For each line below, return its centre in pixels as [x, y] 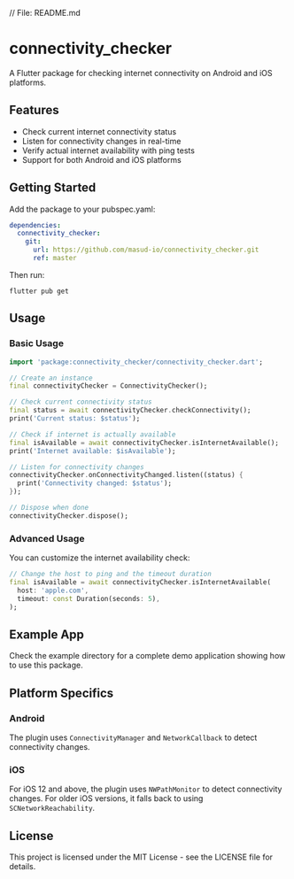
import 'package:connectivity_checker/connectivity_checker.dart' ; [136, 362]
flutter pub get [39, 291]
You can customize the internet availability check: [100, 558]
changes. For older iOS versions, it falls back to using [106, 798]
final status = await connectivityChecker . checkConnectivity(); [130, 411]
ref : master [54, 258]
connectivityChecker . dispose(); [69, 516]
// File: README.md [45, 13]
